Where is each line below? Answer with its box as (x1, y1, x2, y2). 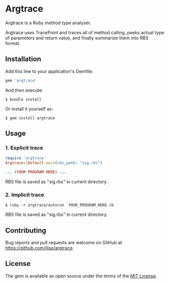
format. (5, 40, 21, 46)
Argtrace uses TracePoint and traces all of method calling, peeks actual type (5, 29, 164, 35)
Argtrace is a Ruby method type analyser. (5, 20, 91, 26)
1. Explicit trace (5, 144, 43, 151)
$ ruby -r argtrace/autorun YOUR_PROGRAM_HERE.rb (5, 203, 114, 208)
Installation (5, 55, 41, 64)
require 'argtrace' (5, 156, 46, 161)
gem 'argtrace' (5, 78, 37, 83)
